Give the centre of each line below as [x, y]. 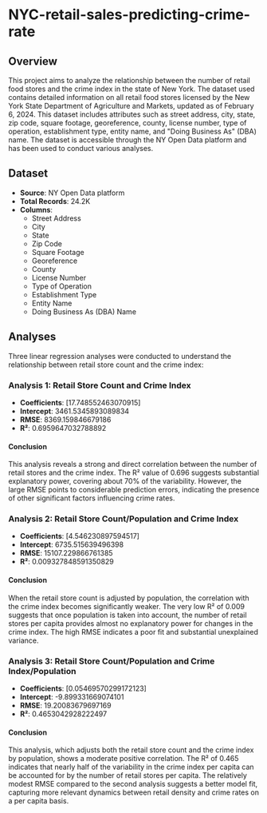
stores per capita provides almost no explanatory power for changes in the [131, 623]
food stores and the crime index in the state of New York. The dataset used [132, 89]
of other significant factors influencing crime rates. [92, 498]
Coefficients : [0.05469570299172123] [83, 688]
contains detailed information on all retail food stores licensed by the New [129, 97]
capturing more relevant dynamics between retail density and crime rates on [134, 792]
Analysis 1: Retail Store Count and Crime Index [100, 385]
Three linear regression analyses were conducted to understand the [120, 356]
